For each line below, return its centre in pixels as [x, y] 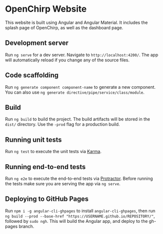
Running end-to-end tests [45, 167]
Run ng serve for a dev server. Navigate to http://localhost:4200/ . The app [82, 55]
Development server [37, 43]
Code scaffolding [32, 75]
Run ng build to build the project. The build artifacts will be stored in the [78, 119]
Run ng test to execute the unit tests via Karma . [53, 152]
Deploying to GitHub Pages [47, 199]
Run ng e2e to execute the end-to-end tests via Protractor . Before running [79, 178]
